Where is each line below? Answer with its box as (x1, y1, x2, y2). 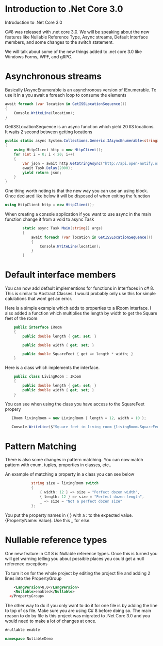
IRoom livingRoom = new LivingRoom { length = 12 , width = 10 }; (11, 416, 147, 420)
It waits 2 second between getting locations (5, 129, 93, 135)
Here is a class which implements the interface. (5, 365, 100, 370)
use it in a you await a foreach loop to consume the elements (5, 92, 127, 98)
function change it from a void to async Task (5, 216, 94, 222)
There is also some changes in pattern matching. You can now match (5, 457, 143, 463)
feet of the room (5, 315, 38, 321)
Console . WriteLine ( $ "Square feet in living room (11, 424, 112, 429)
